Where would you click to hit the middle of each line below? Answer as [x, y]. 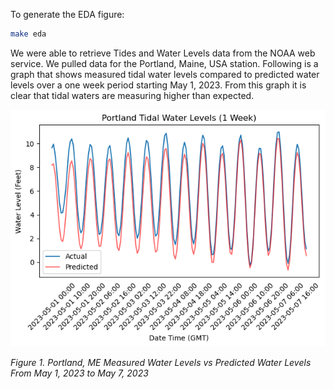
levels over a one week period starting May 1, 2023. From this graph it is [158, 85]
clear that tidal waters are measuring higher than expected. [132, 95]
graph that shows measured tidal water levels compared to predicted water [165, 74]
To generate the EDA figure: [67, 14]
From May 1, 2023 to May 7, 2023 [79, 373]
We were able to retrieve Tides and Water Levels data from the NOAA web [163, 53]
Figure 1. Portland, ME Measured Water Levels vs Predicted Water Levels [161, 362]
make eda [28, 34]
